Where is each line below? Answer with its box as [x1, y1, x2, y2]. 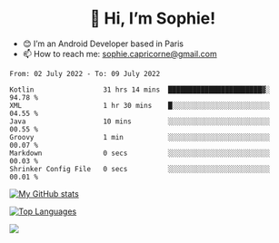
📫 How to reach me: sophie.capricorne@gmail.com [22, 48, 217, 59]
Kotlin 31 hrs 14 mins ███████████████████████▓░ [9, 85, 271, 94]
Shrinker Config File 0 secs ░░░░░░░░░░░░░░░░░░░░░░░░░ [9, 164, 271, 173]
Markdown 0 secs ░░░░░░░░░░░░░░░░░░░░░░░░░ [9, 149, 271, 158]
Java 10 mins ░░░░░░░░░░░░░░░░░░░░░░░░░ [9, 117, 271, 126]
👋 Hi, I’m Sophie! [89, 8, 216, 29]
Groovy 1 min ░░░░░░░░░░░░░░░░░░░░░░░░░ [9, 132, 271, 141]
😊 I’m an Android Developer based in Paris [22, 38, 184, 49]
